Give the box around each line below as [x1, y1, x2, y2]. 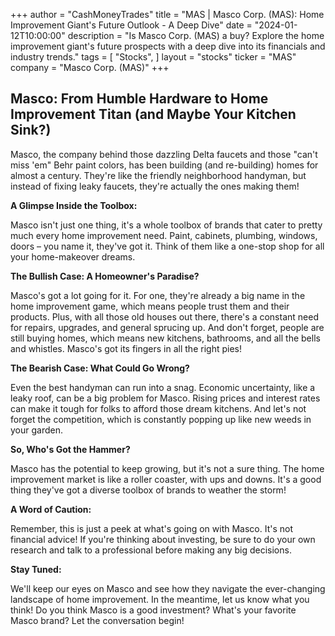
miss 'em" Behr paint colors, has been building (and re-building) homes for [10, 159, 319, 171]
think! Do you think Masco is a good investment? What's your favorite [10, 604, 297, 616]
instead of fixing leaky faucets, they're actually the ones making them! [10, 180, 300, 192]
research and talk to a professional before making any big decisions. [10, 544, 292, 556]
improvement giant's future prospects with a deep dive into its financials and [10, 40, 326, 52]
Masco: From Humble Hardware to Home [10, 90, 269, 108]
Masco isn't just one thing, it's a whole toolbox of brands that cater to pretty [10, 219, 323, 231]
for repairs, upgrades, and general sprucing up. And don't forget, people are [10, 321, 325, 333]
